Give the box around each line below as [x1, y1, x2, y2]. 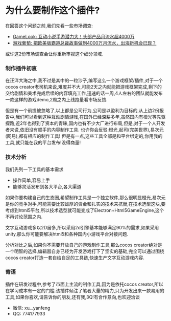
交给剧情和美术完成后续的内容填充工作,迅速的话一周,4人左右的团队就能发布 [5, 90, 163, 96]
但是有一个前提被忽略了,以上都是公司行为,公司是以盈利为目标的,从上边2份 [5, 108, 160, 114]
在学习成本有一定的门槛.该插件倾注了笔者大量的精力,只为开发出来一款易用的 [5, 287, 165, 293]
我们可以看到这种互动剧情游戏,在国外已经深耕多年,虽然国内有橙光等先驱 [15, 114, 166, 120]
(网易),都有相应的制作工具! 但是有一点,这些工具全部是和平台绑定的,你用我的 [5, 133, 163, 139]
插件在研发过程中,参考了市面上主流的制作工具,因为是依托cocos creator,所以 [5, 281, 163, 287]
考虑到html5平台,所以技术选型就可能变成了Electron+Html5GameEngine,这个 [5, 207, 164, 213]
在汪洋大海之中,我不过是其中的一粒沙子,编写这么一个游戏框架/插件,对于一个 [5, 77, 163, 83]
